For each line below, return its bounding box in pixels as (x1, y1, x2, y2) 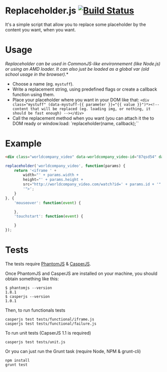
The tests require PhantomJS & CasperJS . (5, 261, 91, 266)
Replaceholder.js (5, 5, 77, 16)
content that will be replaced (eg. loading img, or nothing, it (12, 106, 151, 112)
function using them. (12, 91, 55, 97)
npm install (5, 358, 30, 363)
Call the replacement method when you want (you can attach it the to (12, 115, 154, 121)
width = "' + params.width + (23, 172, 79, 178)
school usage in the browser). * (5, 71, 69, 77)
